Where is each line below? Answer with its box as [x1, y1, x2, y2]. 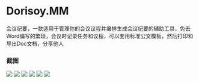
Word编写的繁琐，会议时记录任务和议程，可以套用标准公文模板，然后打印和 [6, 32, 194, 40]
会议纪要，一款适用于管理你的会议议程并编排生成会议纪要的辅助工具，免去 [6, 25, 191, 32]
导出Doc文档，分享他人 [6, 40, 64, 47]
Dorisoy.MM [6, 4, 69, 18]
